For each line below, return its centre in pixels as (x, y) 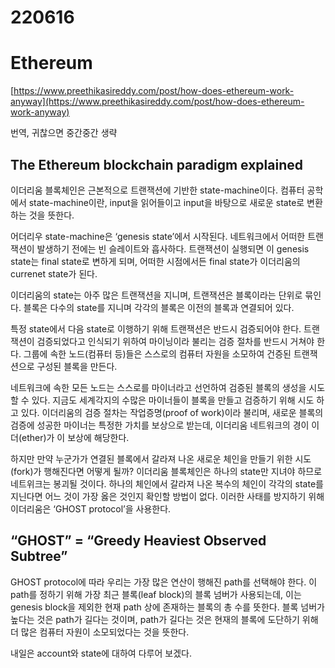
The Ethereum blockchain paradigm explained (156, 164)
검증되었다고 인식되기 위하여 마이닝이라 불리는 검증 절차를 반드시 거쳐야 (175, 341)
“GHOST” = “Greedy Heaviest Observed (138, 541)
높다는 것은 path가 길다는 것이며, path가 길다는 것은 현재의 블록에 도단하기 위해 (164, 619)
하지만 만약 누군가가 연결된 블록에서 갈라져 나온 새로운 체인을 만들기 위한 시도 (161, 458)
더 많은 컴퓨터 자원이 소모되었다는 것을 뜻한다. (100, 632)
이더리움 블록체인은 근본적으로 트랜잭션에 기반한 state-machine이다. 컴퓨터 (157, 190)
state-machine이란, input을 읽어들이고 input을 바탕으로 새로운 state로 (166, 202)
